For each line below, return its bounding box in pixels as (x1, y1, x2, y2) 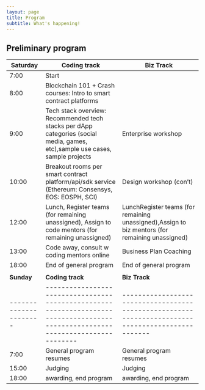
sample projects (45, 152, 92, 161)
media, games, (45, 137, 87, 145)
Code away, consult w (45, 243, 109, 252)
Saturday (11, 61, 38, 70)
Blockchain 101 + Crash (45, 81, 115, 90)
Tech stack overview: (45, 106, 107, 115)
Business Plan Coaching (121, 247, 192, 256)
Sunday (9, 273, 32, 282)
